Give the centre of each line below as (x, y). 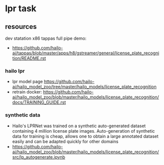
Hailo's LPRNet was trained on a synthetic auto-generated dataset (79, 126)
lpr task (21, 9)
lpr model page (27, 82)
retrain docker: (27, 92)
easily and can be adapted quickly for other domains (65, 141)
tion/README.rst (29, 58)
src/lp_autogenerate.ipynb (38, 157)
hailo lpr (15, 71)
